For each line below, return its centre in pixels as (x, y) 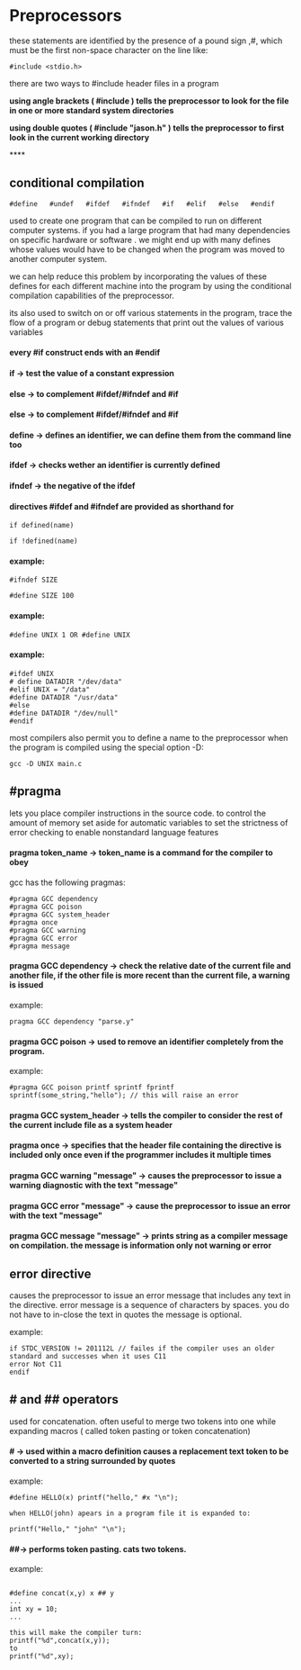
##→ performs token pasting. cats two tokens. (98, 1548)
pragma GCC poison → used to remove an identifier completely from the (146, 1042)
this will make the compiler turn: (76, 1633)
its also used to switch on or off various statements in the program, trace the (151, 312)
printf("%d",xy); (42, 1656)
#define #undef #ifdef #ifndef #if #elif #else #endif (142, 203)
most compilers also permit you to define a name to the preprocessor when (149, 737)
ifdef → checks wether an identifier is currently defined (115, 465)
